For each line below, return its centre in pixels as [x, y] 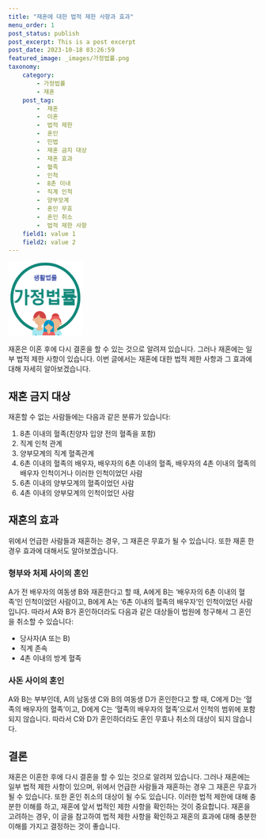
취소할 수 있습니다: [45, 622]
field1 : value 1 [49, 233]
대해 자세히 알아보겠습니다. [49, 369]
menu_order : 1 [32, 25]
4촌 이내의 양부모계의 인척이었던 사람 [77, 493]
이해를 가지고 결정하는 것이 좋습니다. [64, 826]
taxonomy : [25, 67]
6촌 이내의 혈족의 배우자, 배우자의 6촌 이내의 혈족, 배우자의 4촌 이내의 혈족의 [138, 464]
